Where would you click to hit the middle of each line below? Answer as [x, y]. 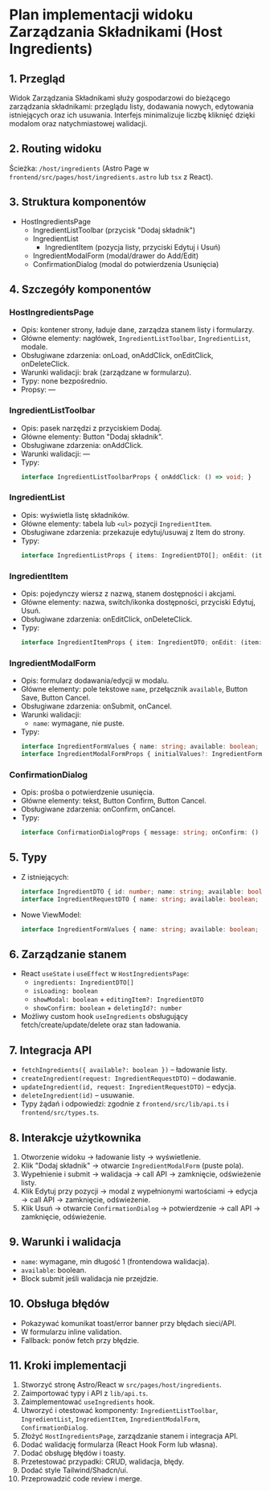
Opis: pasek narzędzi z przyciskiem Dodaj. [91, 428]
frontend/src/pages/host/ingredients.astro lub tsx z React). [111, 177]
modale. [34, 347]
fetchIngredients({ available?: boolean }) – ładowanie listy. [124, 1070]
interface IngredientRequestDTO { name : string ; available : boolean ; [140, 899]
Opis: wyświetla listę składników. [75, 515]
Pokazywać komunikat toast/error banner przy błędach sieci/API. [128, 1323]
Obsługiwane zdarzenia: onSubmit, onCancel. [96, 706]
